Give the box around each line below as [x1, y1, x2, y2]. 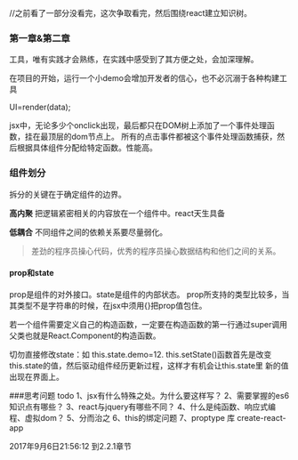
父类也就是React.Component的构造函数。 [9, 330, 162, 341]
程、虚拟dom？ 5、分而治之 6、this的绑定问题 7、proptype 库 [9, 412, 236, 423]
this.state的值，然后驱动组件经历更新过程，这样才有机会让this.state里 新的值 [9, 359, 289, 371]
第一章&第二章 [9, 32, 71, 44]
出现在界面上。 [9, 371, 64, 382]
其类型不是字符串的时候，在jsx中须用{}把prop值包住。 [9, 300, 207, 311]
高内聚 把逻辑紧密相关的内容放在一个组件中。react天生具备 [9, 207, 225, 218]
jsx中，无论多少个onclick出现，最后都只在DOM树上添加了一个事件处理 [9, 120, 268, 131]
